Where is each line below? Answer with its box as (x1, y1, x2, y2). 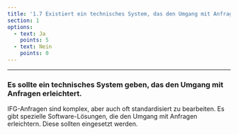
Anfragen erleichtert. (7, 88, 83, 98)
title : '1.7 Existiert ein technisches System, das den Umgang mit (7, 10, 211, 18)
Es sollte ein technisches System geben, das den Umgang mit (7, 79, 224, 89)
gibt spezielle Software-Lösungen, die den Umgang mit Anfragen (7, 112, 198, 121)
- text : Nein (13, 43, 52, 50)
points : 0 (20, 50, 50, 57)
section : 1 (7, 17, 40, 24)
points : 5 (20, 37, 50, 44)
